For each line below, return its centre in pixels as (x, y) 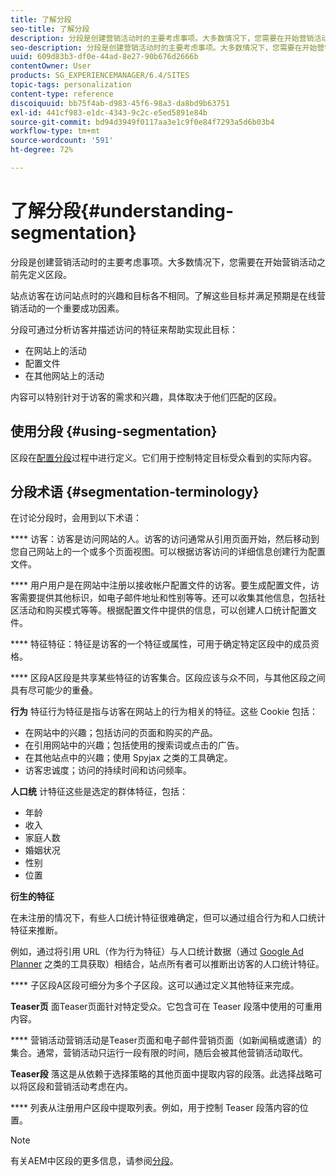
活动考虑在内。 (102, 1087)
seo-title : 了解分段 (50, 29)
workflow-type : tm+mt (55, 131)
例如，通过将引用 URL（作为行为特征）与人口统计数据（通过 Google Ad (157, 952)
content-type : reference (62, 94)
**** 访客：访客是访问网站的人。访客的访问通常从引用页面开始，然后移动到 (165, 539)
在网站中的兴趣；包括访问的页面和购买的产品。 (121, 733)
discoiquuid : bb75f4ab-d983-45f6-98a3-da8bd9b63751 (120, 103)
